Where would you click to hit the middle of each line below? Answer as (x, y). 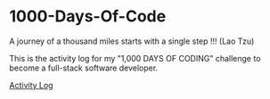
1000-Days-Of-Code (88, 16)
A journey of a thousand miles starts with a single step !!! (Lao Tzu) (132, 41)
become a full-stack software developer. (84, 68)
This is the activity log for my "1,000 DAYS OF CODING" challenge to (135, 58)
